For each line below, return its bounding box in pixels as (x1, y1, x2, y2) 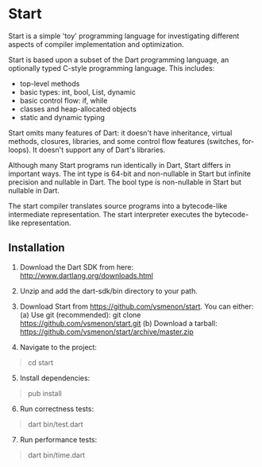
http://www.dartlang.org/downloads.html (19, 270, 153, 280)
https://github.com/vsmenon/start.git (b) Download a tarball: (19, 318, 218, 328)
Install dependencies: (19, 373, 91, 383)
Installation (8, 241, 65, 255)
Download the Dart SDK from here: (19, 262, 133, 271)
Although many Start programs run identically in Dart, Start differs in (8, 160, 232, 169)
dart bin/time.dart (27, 450, 86, 460)
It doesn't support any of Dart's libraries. (33, 145, 166, 154)
